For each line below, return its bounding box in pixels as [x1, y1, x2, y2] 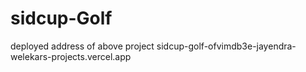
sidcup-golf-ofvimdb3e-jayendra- [156, 40, 297, 52]
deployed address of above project [10, 40, 155, 52]
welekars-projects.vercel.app [10, 50, 132, 62]
